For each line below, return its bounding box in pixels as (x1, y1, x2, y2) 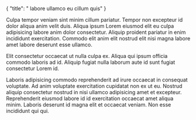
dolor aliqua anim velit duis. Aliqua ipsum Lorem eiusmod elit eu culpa (6, 23, 174, 29)
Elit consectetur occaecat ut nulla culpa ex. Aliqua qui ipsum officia (6, 53, 168, 59)
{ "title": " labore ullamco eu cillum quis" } (6, 5, 106, 12)
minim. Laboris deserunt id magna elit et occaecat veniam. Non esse (6, 101, 171, 108)
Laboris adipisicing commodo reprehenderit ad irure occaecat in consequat (6, 76, 188, 83)
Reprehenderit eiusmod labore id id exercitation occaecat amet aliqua (6, 95, 174, 102)
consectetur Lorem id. (6, 65, 60, 72)
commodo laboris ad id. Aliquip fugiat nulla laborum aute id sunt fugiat (6, 59, 176, 66)
